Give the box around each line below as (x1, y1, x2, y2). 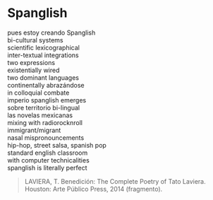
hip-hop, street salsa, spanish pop (7, 141, 107, 149)
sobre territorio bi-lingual (7, 103, 80, 112)
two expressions (7, 58, 55, 66)
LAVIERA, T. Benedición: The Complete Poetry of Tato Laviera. (24, 177, 206, 185)
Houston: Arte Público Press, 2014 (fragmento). (24, 184, 163, 193)
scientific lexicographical (7, 43, 80, 52)
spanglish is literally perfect (7, 163, 87, 172)
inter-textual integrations (7, 51, 79, 59)
